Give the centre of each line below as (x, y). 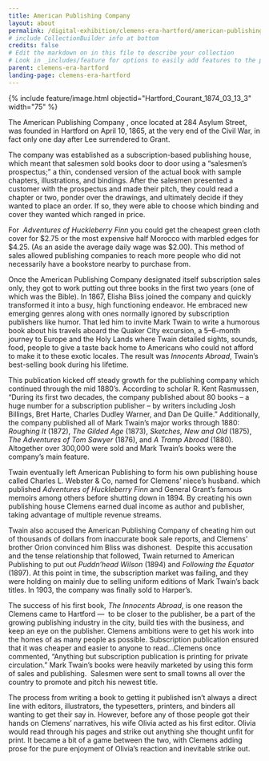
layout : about (32, 23)
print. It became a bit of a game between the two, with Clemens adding (125, 740)
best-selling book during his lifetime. (68, 364)
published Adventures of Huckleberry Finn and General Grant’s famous (125, 489)
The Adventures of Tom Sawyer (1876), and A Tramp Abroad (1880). (121, 439)
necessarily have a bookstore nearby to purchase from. (100, 264)
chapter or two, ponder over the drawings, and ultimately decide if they (126, 197)
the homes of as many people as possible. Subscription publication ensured (133, 639)
